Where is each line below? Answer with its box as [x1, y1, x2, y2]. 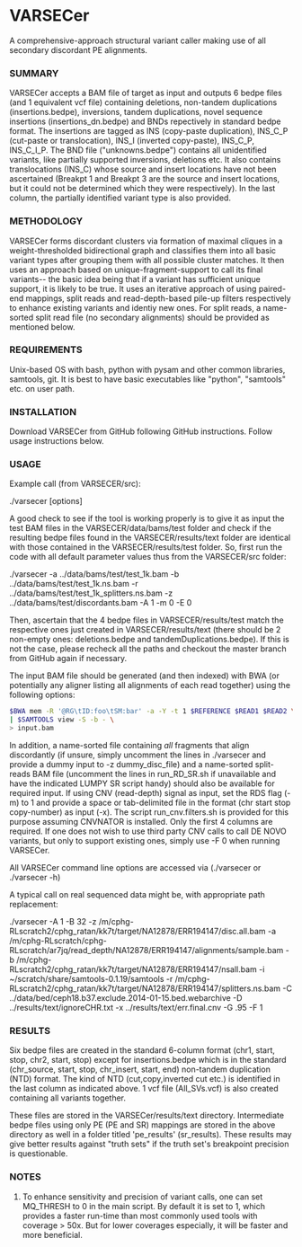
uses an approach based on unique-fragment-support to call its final [9, 264, 263, 275]
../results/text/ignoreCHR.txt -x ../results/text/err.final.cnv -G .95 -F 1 [9, 1003, 263, 1013]
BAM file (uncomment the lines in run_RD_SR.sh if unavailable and [32, 769, 277, 780]
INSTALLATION [9, 405, 77, 418]
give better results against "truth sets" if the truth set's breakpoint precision [9, 1138, 289, 1150]
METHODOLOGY [9, 215, 84, 227]
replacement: [9, 899, 58, 910]
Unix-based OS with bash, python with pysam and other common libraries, [9, 364, 286, 375]
